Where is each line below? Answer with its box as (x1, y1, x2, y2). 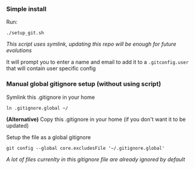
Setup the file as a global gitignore (6, 134, 91, 141)
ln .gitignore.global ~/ (6, 105, 68, 111)
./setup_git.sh (6, 30, 44, 36)
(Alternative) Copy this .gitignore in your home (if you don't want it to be (6, 116, 186, 123)
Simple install (6, 5, 47, 13)
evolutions (6, 47, 32, 54)
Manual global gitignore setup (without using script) (6, 80, 161, 88)
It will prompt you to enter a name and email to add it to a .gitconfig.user (6, 59, 189, 66)
